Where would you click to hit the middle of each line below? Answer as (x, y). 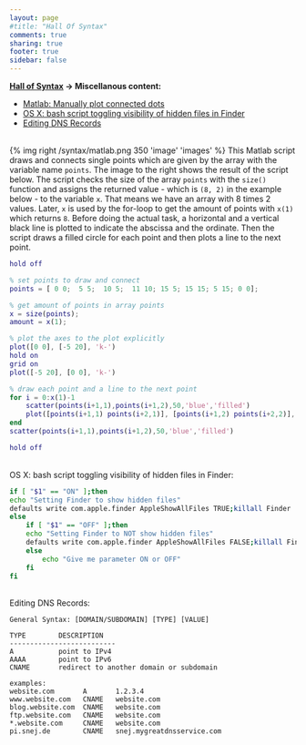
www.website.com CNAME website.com (85, 699)
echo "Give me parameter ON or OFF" (112, 559)
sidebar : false (38, 60)
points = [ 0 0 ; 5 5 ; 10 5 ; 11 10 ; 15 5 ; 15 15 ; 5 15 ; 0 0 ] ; (134, 289)
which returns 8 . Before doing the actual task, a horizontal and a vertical (144, 218)
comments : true (38, 35)
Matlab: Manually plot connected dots (94, 104)
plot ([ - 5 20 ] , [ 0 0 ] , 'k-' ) (63, 372)
